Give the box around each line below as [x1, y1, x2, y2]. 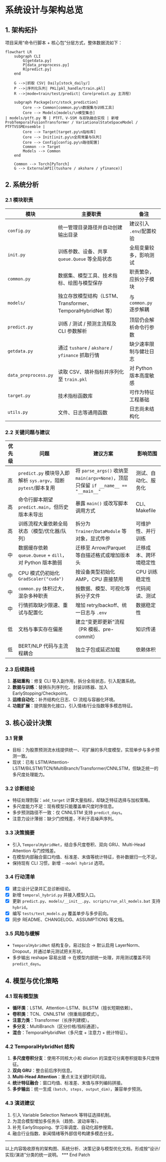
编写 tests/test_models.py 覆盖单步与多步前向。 [12, 911, 111, 917]
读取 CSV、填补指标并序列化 [58, 368, 124, 375]
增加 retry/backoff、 [75, 601, 122, 608]
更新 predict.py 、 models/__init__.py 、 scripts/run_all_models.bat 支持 [12, 898, 161, 904]
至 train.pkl [58, 376, 87, 383]
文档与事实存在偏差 [18, 626, 63, 633]
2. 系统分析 [5, 181, 39, 189]
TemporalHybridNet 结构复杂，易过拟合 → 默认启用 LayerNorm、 [12, 942, 143, 948]
